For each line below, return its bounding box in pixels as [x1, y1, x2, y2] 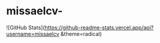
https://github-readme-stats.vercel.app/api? [45, 24, 154, 31]
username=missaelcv [6, 30, 60, 37]
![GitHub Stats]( [6, 24, 45, 31]
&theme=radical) [60, 30, 102, 37]
